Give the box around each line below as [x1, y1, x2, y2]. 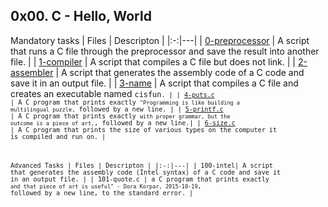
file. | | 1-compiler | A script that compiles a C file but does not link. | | [10, 55, 296, 68]
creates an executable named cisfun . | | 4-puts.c [10, 87, 215, 99]
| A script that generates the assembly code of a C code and [55, 66, 305, 78]
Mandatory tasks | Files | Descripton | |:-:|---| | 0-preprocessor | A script [10, 34, 310, 46]
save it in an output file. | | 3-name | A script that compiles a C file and [10, 77, 299, 89]
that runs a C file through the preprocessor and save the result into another [10, 45, 320, 57]
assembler [10, 66, 54, 78]
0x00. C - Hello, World [10, 8, 152, 25]
